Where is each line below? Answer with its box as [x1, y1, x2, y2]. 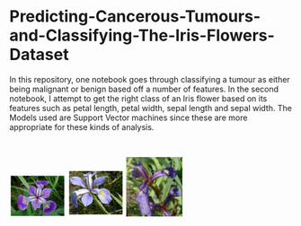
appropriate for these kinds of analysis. [9, 121, 155, 132]
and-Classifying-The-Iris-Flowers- [9, 25, 276, 46]
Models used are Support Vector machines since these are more [9, 112, 248, 123]
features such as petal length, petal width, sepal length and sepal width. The [9, 102, 292, 113]
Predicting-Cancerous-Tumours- [9, 6, 261, 27]
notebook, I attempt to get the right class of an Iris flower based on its [9, 92, 268, 104]
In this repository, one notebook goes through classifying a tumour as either [9, 74, 290, 84]
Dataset [9, 45, 69, 65]
